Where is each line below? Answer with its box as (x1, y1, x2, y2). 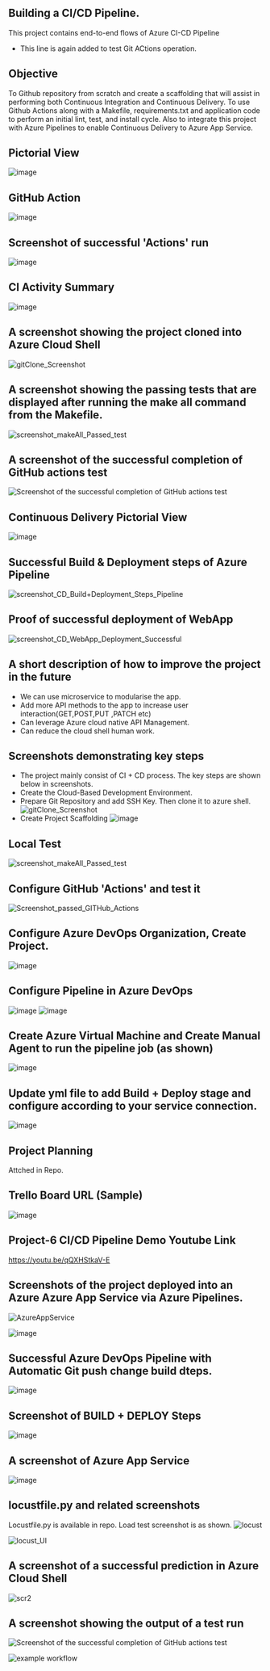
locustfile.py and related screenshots (8, 1498, 201, 1513)
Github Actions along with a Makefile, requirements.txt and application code (8, 105, 260, 115)
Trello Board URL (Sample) (8, 1189, 143, 1203)
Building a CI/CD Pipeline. (8, 6, 140, 20)
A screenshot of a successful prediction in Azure (8, 1559, 260, 1573)
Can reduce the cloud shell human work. (19, 726, 156, 736)
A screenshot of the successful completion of (8, 452, 243, 467)
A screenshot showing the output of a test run (8, 1616, 244, 1630)
